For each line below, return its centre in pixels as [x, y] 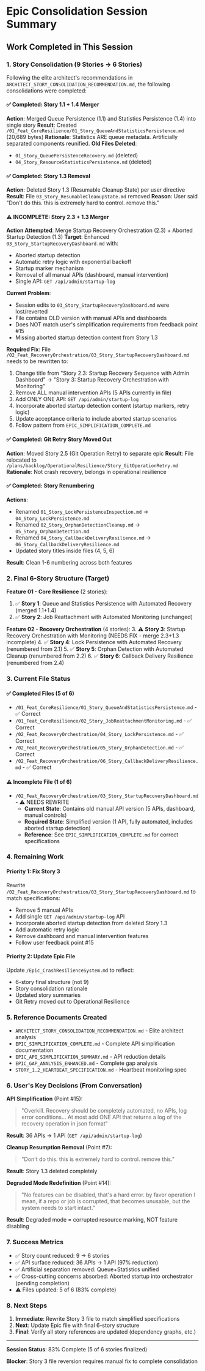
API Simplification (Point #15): [45, 1099]
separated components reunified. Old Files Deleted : [72, 144]
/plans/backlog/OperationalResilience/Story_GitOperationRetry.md [92, 466]
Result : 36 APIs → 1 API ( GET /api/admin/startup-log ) [74, 1136]
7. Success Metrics [35, 1242]
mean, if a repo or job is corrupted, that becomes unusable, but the [106, 1201]
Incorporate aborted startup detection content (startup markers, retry [102, 406]
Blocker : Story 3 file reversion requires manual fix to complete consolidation [102, 1361]
